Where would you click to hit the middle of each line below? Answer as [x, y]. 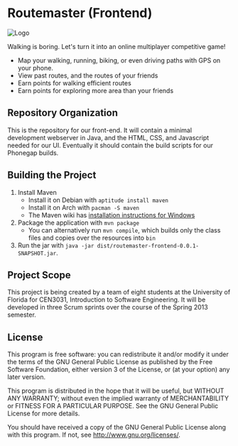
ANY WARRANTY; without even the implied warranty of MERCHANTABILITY [118, 398]
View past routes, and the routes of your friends [88, 75]
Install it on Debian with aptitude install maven [98, 200]
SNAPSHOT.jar [37, 253]
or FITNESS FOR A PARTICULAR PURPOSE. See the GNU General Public [113, 406]
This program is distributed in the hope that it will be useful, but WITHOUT [116, 391]
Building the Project [52, 175]
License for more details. [44, 413]
